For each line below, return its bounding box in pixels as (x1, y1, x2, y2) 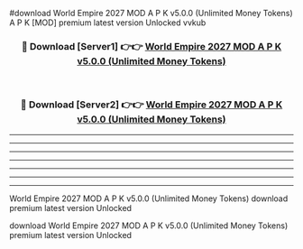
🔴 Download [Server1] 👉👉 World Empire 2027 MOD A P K (21, 40, 282, 52)
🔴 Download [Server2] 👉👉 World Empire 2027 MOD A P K (20, 98, 283, 111)
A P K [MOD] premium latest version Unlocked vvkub (9, 17, 207, 28)
